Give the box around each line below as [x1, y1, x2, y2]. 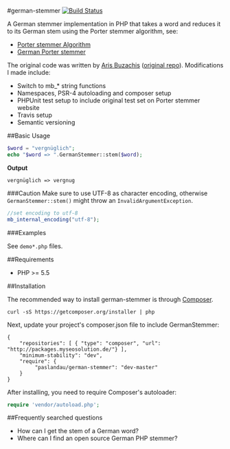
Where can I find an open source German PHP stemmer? [16, 434, 178, 443]
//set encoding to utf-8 [7, 210, 78, 217]
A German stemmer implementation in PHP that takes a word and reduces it [7, 20, 221, 28]
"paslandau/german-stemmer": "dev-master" [34, 364, 158, 371]
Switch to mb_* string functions [16, 82, 106, 89]
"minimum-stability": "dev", [19, 351, 103, 359]
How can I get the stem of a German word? [16, 427, 139, 435]
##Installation [7, 282, 46, 290]
